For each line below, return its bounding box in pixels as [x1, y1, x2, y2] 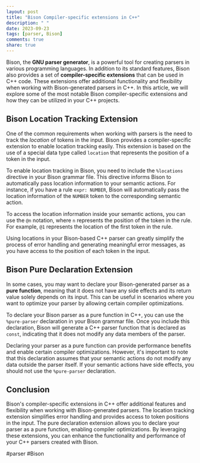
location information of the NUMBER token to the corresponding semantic [6, 192, 181, 199]
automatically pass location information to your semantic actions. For [6, 179, 176, 187]
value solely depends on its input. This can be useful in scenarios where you [6, 293, 195, 300]
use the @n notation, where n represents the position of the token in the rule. [6, 217, 192, 224]
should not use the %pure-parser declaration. [6, 367, 116, 374]
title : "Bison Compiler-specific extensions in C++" [6, 14, 140, 20]
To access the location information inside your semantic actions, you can [6, 210, 186, 217]
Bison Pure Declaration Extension [6, 264, 133, 275]
